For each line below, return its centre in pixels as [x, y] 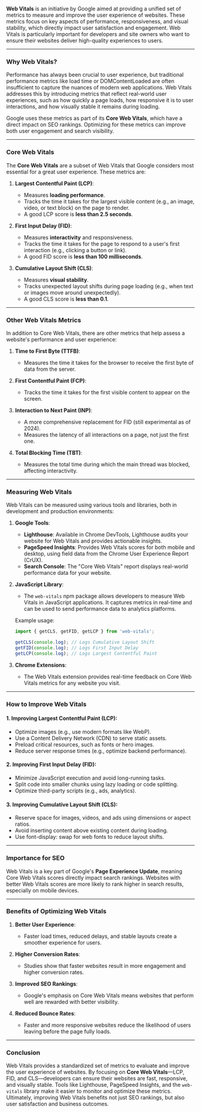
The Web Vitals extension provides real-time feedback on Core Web [108, 676]
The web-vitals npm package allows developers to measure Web [104, 596]
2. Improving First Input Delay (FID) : [51, 765]
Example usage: [35, 621]
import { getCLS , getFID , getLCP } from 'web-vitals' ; [85, 632]
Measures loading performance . [64, 195]
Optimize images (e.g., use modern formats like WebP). [83, 732]
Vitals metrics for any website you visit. [72, 683]
